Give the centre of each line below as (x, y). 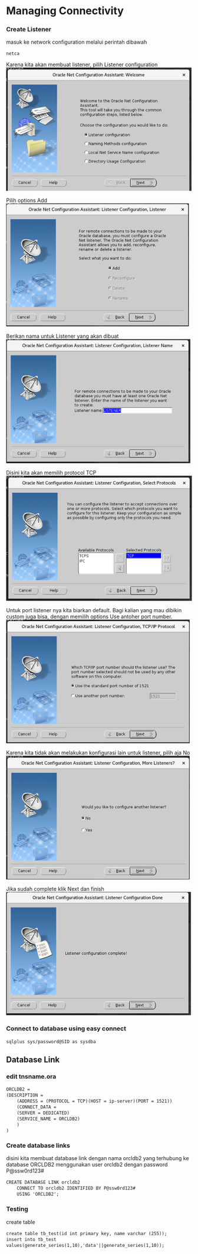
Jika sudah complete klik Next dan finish (55, 889)
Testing (17, 1209)
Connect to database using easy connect (66, 1028)
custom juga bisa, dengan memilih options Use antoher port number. (89, 616)
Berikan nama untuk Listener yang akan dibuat (62, 336)
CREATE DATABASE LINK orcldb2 (43, 1183)
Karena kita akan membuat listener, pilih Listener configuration (82, 65)
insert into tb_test (32, 1239)
